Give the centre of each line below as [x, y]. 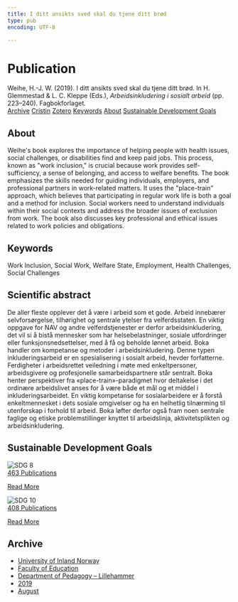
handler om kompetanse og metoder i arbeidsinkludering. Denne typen [111, 350]
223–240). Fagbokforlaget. [47, 103]
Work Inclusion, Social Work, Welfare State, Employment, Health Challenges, [119, 265]
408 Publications [32, 507]
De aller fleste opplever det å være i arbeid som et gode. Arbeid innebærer [117, 312]
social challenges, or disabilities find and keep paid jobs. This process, [111, 158]
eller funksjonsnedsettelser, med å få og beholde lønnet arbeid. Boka [108, 343]
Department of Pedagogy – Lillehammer [76, 576]
